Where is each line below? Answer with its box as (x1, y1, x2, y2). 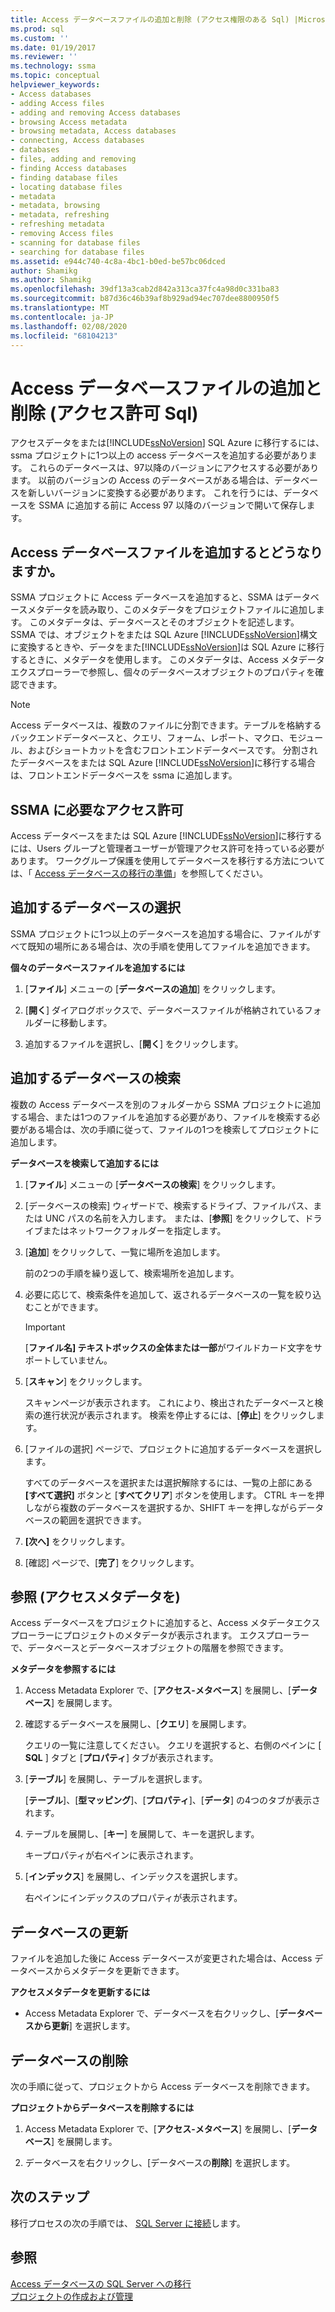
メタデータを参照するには (10, 1663, 116, 1675)
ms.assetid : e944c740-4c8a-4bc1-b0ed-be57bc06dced (10, 256, 226, 266)
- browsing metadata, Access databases (10, 126, 177, 136)
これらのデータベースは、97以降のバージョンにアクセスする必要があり (29, 462, 320, 474)
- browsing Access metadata (10, 117, 128, 127)
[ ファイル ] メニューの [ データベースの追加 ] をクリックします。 (24, 982, 281, 995)
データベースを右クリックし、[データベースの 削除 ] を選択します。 (24, 2157, 296, 2168)
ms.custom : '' (10, 33, 70, 43)
